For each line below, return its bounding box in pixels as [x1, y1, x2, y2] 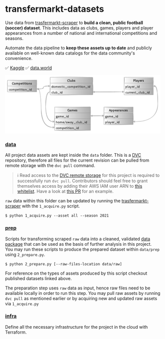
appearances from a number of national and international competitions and [5, 30, 158, 36]
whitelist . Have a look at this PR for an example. [17, 188, 114, 195]
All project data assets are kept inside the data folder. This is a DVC [5, 152, 141, 158]
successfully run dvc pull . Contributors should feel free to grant [17, 178, 148, 184]
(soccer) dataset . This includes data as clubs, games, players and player [5, 25, 154, 30]
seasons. [5, 35, 24, 41]
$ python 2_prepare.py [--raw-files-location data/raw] [5, 261, 122, 266]
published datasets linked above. [5, 275, 72, 281]
